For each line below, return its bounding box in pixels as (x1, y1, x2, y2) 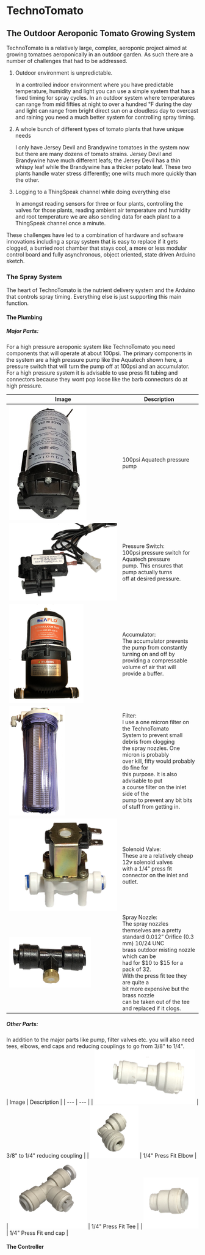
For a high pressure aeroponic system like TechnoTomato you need (6, 343, 175, 350)
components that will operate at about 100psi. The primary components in (6, 350, 192, 357)
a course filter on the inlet (122, 784, 187, 791)
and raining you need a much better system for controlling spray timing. (15, 114, 196, 121)
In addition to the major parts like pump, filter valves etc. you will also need (6, 1036, 195, 1043)
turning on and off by (122, 650, 175, 657)
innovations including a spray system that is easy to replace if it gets (6, 238, 178, 245)
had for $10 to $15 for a (122, 959, 184, 967)
